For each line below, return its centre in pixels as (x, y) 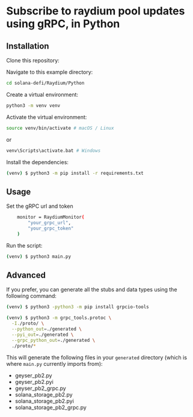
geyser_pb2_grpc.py (40, 388)
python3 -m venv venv (33, 105)
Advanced (26, 275)
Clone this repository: (33, 60)
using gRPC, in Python (63, 24)
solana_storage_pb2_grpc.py (51, 407)
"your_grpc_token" (51, 228)
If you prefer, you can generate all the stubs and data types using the (92, 290)
